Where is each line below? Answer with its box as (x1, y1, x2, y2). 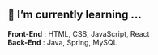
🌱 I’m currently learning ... (7, 8, 143, 22)
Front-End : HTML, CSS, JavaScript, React (7, 29, 150, 38)
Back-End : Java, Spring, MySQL (7, 37, 118, 47)
